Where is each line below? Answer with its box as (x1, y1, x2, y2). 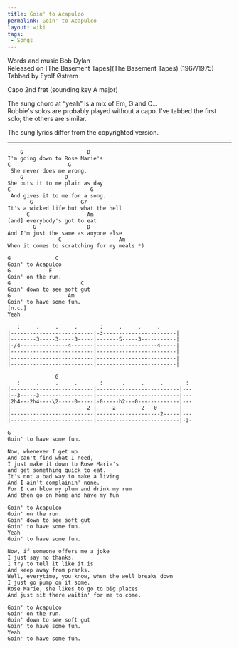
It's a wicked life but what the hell (7, 205, 122, 212)
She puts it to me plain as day (7, 180, 103, 187)
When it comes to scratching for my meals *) (7, 242, 144, 250)
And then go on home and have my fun (7, 492, 119, 499)
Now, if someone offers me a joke (7, 548, 110, 555)
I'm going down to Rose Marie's (7, 155, 103, 163)
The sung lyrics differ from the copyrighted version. (7, 128, 159, 137)
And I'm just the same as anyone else (7, 230, 122, 237)
